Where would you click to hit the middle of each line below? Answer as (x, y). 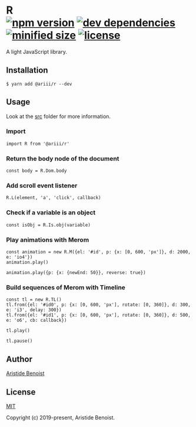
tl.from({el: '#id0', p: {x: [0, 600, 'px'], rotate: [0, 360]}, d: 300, (99, 305)
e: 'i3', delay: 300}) (34, 310)
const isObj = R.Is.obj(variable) (49, 225)
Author (19, 359)
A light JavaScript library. (37, 51)
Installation (27, 71)
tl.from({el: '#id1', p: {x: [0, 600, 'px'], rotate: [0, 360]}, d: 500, (99, 315)
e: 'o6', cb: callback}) (36, 320)
